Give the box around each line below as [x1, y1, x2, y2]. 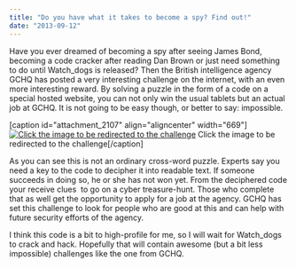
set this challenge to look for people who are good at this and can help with [9, 202, 284, 213]
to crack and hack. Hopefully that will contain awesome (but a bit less [9, 239, 263, 249]
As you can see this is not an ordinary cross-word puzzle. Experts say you [9, 155, 281, 166]
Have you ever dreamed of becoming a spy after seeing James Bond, [9, 45, 263, 56]
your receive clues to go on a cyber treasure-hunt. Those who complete [9, 184, 275, 194]
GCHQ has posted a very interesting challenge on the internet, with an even [9, 74, 285, 84]
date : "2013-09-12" [9, 21, 82, 30]
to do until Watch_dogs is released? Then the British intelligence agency [9, 64, 272, 75]
